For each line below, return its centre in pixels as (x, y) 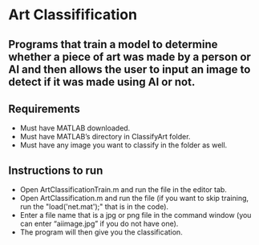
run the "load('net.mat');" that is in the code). (94, 207)
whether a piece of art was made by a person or (129, 56)
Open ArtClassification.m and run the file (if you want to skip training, (134, 199)
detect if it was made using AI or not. (102, 82)
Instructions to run (56, 170)
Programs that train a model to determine (113, 44)
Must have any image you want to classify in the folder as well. (123, 145)
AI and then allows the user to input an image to (129, 69)
